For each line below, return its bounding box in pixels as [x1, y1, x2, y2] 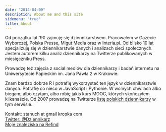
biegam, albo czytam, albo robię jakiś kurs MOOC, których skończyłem [5, 91, 150, 97]
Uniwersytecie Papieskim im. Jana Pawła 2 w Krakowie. [5, 70, 119, 77]
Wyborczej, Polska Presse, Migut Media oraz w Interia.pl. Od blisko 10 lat [5, 40, 154, 46]
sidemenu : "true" [5, 16, 41, 21]
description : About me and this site [5, 12, 83, 17]
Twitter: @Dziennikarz [5, 116, 51, 122]
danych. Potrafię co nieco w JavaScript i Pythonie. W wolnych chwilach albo [5, 85, 161, 92]
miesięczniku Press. [5, 56, 46, 62]
